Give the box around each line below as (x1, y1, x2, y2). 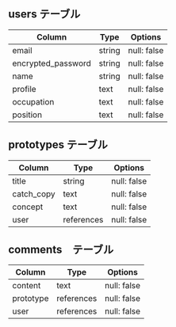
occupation (12, 96, 55, 107)
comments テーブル (8, 243, 114, 257)
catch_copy (12, 188, 55, 200)
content (12, 280, 41, 291)
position (12, 109, 42, 120)
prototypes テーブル (8, 138, 109, 152)
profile (12, 83, 37, 94)
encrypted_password (12, 58, 91, 69)
